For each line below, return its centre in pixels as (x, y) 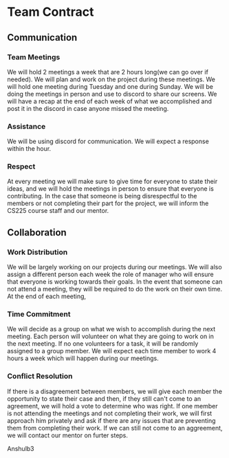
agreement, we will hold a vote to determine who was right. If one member (112, 406)
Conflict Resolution (40, 376)
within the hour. (29, 149)
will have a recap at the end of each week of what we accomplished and (109, 101)
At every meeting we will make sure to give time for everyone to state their (112, 181)
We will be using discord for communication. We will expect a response (108, 141)
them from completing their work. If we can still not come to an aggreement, (115, 428)
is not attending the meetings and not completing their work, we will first (110, 413)
